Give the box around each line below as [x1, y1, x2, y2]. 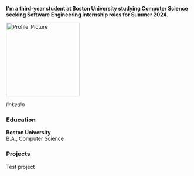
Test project [6, 163, 35, 170]
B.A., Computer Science [6, 135, 64, 143]
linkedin [6, 101, 25, 108]
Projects [6, 150, 30, 158]
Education [6, 116, 36, 124]
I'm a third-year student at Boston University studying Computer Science [6, 5, 189, 12]
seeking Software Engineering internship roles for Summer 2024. [6, 11, 169, 18]
